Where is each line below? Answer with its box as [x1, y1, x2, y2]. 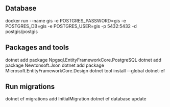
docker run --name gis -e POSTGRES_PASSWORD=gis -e [5, 17, 126, 23]
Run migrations [5, 83, 55, 91]
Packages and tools [5, 43, 69, 52]
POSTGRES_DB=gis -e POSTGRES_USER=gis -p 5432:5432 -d [5, 23, 137, 29]
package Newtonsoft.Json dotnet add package [5, 62, 105, 68]
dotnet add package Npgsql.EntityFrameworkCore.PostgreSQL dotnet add [5, 57, 162, 63]
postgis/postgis [5, 28, 38, 35]
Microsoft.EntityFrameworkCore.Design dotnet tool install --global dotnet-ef [5, 67, 165, 73]
